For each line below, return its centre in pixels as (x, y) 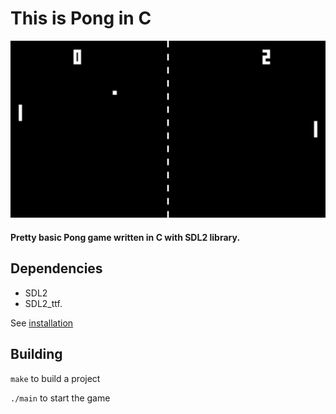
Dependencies (56, 268)
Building (36, 354)
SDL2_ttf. (43, 303)
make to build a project (55, 378)
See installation (42, 323)
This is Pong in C (81, 18)
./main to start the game (60, 398)
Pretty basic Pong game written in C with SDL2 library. (125, 238)
